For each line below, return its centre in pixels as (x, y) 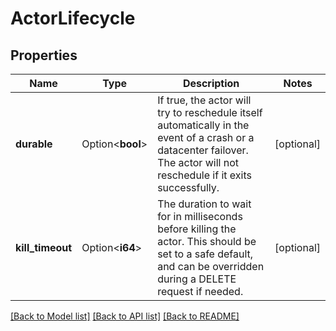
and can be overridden (211, 266)
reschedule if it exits (204, 175)
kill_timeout (44, 247)
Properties (44, 55)
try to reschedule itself (210, 112)
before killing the (197, 229)
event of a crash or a (206, 137)
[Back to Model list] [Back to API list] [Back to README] (125, 316)
